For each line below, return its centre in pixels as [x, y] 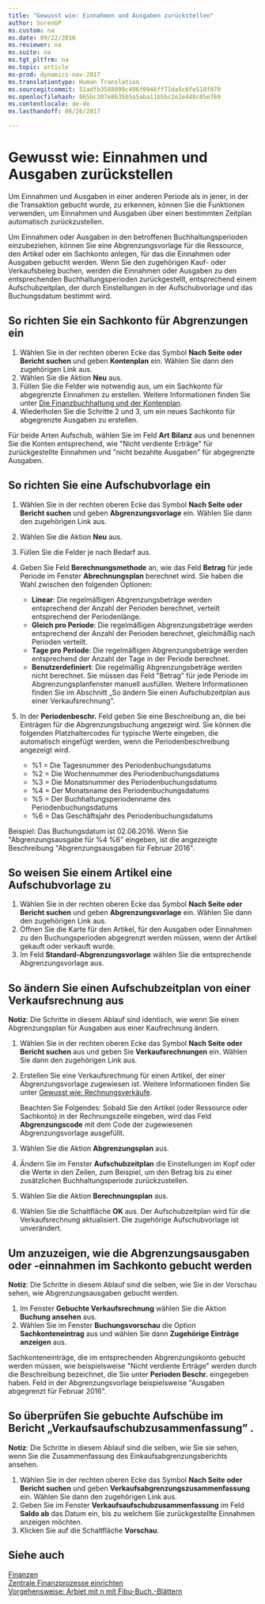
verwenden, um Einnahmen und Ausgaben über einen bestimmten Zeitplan [130, 213]
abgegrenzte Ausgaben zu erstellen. [79, 419]
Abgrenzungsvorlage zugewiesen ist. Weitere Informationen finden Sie [135, 1084]
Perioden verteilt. [60, 641]
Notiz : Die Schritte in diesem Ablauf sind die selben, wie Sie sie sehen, [123, 1447]
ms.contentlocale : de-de [49, 104]
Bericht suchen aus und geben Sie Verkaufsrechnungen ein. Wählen [133, 1052]
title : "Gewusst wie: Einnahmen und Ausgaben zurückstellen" [111, 15]
